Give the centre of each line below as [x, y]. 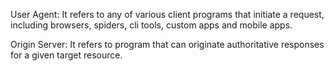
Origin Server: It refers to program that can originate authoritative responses [167, 44]
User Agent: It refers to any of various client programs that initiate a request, [167, 14]
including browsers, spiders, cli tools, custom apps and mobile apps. [151, 25]
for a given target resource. [66, 55]
